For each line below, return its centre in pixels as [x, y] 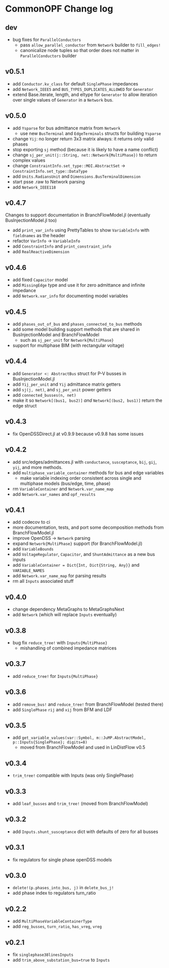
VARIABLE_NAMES [29, 571]
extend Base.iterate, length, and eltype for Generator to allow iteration [85, 95]
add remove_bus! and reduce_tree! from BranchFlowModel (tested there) [88, 704]
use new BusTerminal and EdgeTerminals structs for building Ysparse [91, 133]
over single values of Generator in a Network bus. [63, 100]
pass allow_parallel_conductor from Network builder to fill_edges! [90, 45]
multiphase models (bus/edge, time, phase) [65, 483]
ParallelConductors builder [48, 56]
